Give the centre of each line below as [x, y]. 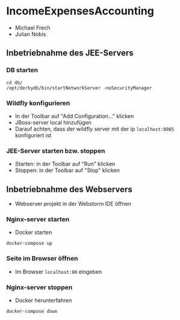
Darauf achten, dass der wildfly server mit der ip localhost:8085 [95, 129]
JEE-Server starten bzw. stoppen [56, 150]
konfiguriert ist [33, 135]
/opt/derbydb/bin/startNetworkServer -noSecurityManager [79, 88]
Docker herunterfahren [43, 300]
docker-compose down [32, 311]
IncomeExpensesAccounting [80, 11]
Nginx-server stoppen [39, 287]
